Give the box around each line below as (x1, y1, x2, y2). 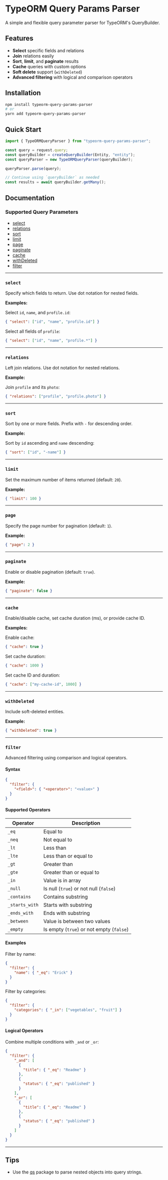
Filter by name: (5, 951, 36, 957)
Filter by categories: (5, 988, 46, 994)
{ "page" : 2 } (5, 542, 35, 547)
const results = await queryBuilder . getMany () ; (5, 180, 106, 185)
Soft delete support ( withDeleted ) (12, 69, 82, 75)
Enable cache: (5, 634, 35, 640)
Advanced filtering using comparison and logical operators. (5, 755, 127, 761)
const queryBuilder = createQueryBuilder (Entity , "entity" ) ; (5, 152, 135, 157)
